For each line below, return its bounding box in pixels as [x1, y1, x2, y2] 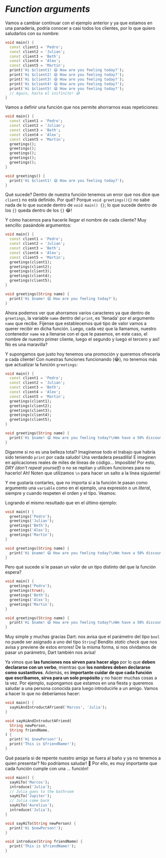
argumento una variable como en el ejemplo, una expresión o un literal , [5, 485, 152, 491]
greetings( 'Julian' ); [9, 518, 54, 523]
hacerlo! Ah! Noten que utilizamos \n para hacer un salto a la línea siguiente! [5, 470, 161, 476]
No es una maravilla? [5, 341, 48, 347]
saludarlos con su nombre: [5, 30, 59, 36]
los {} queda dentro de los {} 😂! [5, 207, 73, 214]
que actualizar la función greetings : [5, 361, 78, 367]
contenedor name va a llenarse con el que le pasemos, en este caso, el [5, 331, 148, 337]
